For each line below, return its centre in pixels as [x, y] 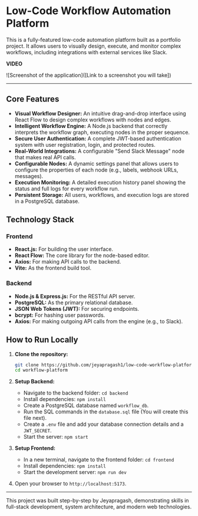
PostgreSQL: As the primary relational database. [74, 303]
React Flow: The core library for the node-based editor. [82, 255]
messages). [29, 176]
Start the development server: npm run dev [75, 472]
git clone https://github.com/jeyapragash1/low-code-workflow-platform [104, 365]
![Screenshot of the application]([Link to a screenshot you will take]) [89, 75]
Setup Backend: [34, 382]
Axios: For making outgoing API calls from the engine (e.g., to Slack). [99, 321]
